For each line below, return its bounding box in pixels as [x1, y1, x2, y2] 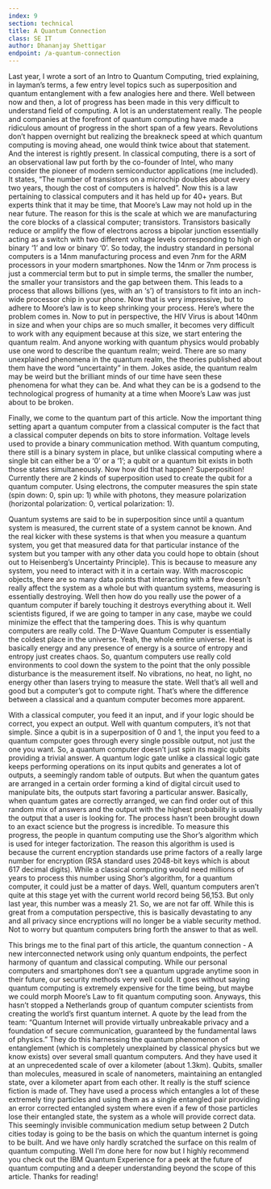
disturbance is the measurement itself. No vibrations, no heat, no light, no [8, 669, 252, 678]
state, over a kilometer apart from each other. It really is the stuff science [8, 1078, 251, 1086]
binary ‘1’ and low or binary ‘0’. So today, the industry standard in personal [8, 243, 255, 253]
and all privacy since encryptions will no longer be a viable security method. [8, 916, 261, 925]
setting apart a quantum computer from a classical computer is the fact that [8, 421, 260, 431]
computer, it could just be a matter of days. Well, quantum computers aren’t [8, 881, 260, 891]
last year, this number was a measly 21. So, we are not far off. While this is [8, 899, 254, 908]
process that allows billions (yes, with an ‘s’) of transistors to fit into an [8, 286, 242, 295]
